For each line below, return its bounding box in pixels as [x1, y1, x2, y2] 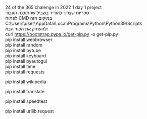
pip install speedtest [5, 98, 47, 104]
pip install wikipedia [5, 78, 46, 85]
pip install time [5, 63, 36, 69]
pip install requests [5, 69, 45, 75]
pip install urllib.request [5, 108, 54, 114]
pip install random [5, 42, 43, 48]
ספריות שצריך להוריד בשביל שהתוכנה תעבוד [5, 10, 89, 16]
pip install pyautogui [5, 58, 47, 64]
